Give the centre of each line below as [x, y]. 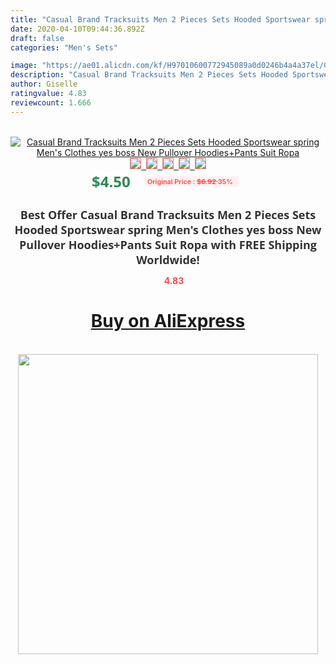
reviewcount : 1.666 [51, 102]
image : [24, 66]
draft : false [37, 38]
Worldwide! [168, 259]
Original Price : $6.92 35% [189, 181]
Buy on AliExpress [168, 321]
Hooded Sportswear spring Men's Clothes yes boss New [168, 229]
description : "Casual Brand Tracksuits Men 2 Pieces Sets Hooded [149, 75]
